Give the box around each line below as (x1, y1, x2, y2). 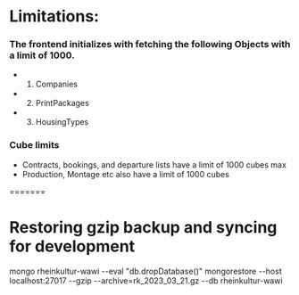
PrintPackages (35, 98, 89, 109)
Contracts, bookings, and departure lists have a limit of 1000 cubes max (21, 159, 287, 170)
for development (9, 236, 136, 256)
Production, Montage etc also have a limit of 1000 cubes (21, 168, 230, 179)
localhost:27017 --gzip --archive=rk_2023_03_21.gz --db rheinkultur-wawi (9, 275, 283, 286)
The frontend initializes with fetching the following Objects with (9, 38, 291, 51)
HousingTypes (35, 117, 89, 127)
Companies (35, 78, 79, 90)
